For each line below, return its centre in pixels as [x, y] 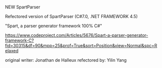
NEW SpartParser [23, 7]
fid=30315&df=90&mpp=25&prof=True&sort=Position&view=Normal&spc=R [81, 45]
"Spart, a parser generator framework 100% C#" [54, 26]
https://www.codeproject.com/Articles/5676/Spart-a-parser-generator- [77, 35]
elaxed [12, 51]
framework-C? [19, 40]
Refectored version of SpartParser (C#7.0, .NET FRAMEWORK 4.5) [71, 16]
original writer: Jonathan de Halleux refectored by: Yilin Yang [66, 60]
